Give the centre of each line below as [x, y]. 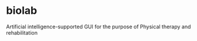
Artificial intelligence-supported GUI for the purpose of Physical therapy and [98, 27]
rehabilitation [22, 32]
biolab [21, 11]
